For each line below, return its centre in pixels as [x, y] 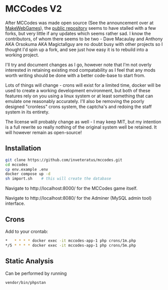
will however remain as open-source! [44, 132]
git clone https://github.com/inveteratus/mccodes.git [64, 160]
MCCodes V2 [33, 9]
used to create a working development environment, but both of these [78, 90]
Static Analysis [29, 261]
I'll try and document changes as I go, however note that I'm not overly [78, 65]
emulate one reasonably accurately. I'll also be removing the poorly [75, 101]
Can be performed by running [36, 273]
